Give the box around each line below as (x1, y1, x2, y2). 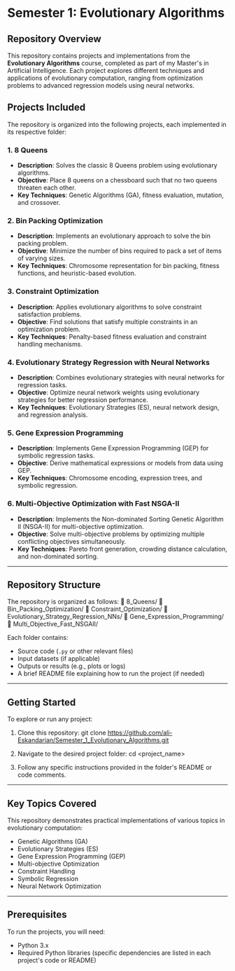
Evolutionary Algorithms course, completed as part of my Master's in (7, 59, 209, 67)
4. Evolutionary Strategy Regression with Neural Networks (7, 357, 210, 367)
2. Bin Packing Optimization (7, 216, 104, 226)
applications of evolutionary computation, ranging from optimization (7, 74, 204, 82)
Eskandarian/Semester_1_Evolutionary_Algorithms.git (17, 736, 169, 744)
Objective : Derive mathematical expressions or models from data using (17, 459, 224, 467)
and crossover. (17, 199, 61, 207)
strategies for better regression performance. (17, 396, 148, 404)
